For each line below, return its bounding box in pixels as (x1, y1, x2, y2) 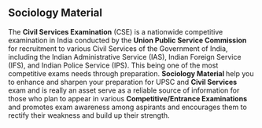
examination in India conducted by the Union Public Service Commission (8, 35, 247, 45)
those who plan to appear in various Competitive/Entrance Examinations (8, 93, 248, 103)
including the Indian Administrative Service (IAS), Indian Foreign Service (8, 52, 242, 61)
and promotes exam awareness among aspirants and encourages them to (8, 102, 248, 112)
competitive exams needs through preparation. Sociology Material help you (8, 68, 254, 78)
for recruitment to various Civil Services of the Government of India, (8, 43, 228, 53)
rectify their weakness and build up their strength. (8, 110, 171, 120)
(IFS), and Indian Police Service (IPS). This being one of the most (8, 60, 219, 70)
